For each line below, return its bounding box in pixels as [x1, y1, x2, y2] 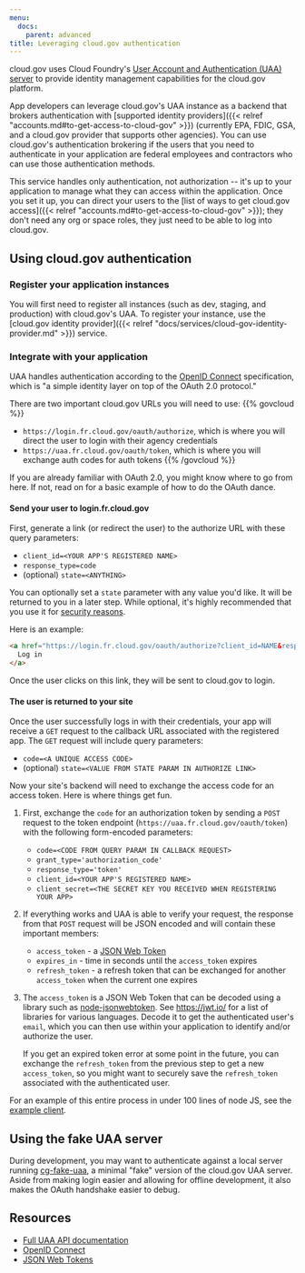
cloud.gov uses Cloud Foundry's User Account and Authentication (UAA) [9, 64, 282, 75]
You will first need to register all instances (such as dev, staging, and [9, 298, 266, 309]
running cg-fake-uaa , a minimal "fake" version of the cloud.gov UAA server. [9, 1165, 293, 1176]
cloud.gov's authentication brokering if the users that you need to [9, 139, 255, 150]
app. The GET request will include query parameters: [9, 736, 204, 747]
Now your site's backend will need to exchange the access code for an [9, 780, 275, 791]
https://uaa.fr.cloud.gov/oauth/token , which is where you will [22, 445, 261, 456]
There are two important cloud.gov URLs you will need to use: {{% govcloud [9, 398, 295, 409]
